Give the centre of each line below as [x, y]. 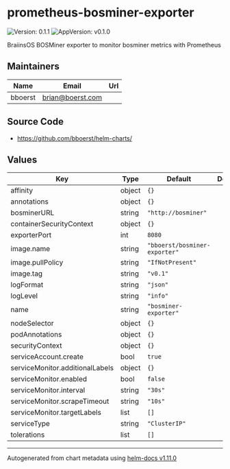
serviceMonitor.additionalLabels [62, 368]
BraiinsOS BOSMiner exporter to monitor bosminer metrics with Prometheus [114, 45]
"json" [158, 285]
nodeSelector [32, 324]
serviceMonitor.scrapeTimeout [60, 401]
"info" [158, 296]
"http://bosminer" [177, 213]
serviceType [30, 424]
